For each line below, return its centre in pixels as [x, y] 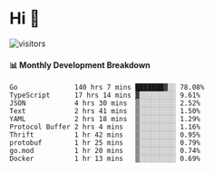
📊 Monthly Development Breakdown [80, 65]
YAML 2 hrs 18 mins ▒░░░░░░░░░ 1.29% [105, 119]
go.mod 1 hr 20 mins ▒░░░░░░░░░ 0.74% [105, 151]
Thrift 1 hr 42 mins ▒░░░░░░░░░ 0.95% [105, 135]
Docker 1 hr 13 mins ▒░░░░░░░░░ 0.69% [105, 159]
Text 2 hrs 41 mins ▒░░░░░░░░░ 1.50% [105, 111]
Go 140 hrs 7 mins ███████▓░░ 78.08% [107, 88]
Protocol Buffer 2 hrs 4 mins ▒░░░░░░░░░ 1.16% [105, 127]
